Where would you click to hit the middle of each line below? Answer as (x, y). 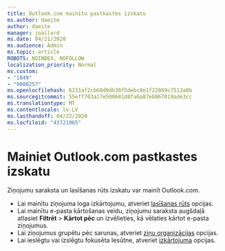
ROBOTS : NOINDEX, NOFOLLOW (46, 59)
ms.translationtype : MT (41, 103)
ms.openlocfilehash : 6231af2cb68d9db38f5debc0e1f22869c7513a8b (100, 90)
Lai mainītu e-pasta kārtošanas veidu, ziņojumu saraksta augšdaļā (111, 211)
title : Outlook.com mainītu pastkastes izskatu (77, 13)
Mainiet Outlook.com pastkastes (102, 157)
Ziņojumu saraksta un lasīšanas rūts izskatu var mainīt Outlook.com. (104, 190)
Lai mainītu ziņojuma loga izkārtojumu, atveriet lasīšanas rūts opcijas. (115, 203)
